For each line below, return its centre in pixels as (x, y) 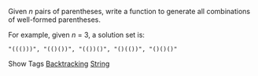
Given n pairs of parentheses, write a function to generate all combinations (129, 11)
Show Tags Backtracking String (59, 63)
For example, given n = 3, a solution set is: (77, 35)
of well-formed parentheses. (54, 20)
